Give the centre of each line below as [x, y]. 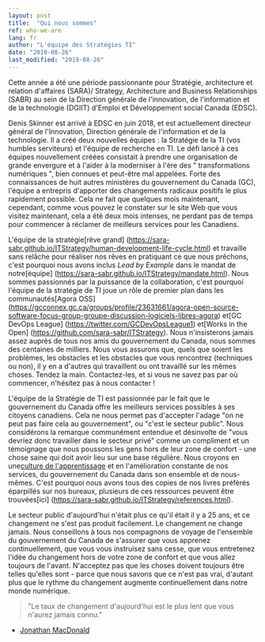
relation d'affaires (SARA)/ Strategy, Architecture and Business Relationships [133, 90]
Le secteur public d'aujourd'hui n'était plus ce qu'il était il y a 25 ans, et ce [129, 515]
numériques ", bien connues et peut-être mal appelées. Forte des [114, 173]
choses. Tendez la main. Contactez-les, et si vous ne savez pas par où [123, 375]
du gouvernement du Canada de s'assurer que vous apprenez [110, 540]
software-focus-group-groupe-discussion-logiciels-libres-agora [114, 315]
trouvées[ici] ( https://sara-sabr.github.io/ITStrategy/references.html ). [121, 499]
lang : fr [23, 38]
